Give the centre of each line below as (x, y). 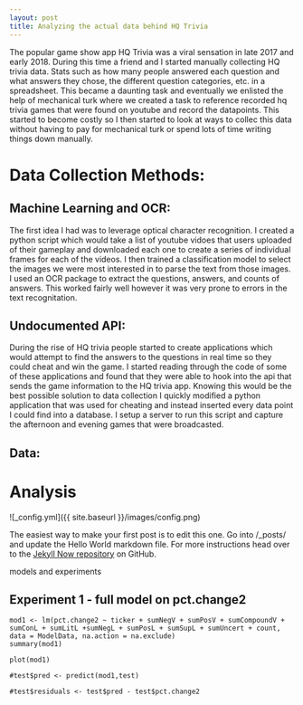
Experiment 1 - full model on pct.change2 (128, 600)
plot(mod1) (30, 660)
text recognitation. (43, 297)
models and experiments (56, 571)
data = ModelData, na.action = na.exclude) (93, 636)
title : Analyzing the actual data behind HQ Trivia (109, 26)
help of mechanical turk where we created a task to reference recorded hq (148, 100)
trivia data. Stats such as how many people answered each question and (145, 71)
